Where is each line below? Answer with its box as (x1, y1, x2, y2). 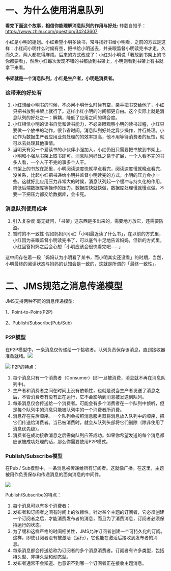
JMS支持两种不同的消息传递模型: (5, 298, 74, 304)
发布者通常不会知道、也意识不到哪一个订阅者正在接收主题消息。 (12, 560, 147, 566)
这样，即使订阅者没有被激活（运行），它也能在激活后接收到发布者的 (12, 535, 154, 541)
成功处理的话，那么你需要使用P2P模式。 (26, 438, 111, 444)
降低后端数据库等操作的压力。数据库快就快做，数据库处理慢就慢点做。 (12, 185, 160, 191)
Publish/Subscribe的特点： (5, 492, 62, 498)
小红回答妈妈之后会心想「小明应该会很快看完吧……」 (12, 243, 123, 249)
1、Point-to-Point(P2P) (5, 309, 53, 315)
